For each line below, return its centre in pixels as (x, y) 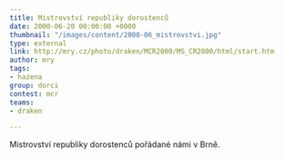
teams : (22, 102)
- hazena (26, 77)
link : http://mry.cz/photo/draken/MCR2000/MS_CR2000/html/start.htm (142, 52)
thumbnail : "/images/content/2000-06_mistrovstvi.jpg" (116, 35)
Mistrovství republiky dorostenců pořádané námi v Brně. (115, 144)
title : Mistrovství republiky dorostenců (89, 18)
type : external (38, 43)
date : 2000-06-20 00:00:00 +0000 (73, 26)
